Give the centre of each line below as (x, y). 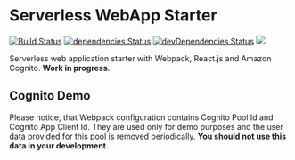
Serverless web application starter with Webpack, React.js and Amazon (140, 58)
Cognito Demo (50, 96)
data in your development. (59, 145)
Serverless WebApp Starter (113, 16)
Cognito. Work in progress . (60, 68)
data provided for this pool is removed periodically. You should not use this (148, 136)
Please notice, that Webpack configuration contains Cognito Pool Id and (141, 117)
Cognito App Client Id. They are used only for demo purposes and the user (146, 126)
